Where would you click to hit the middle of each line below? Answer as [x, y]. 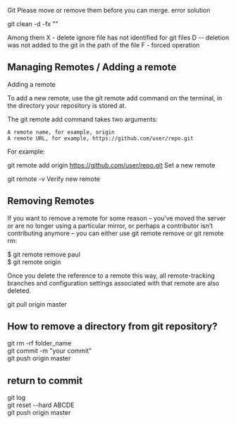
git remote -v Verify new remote [54, 179]
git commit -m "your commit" [50, 351]
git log [17, 398]
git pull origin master [37, 304]
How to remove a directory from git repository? [113, 327]
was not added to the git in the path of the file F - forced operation [104, 45]
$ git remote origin [34, 261]
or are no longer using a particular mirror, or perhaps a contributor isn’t [110, 225]
